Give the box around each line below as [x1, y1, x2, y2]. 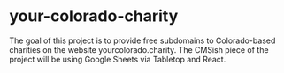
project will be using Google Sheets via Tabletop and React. [9, 54, 226, 64]
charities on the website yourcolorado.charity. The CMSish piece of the [9, 44, 269, 55]
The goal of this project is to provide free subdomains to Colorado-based [9, 35, 276, 46]
